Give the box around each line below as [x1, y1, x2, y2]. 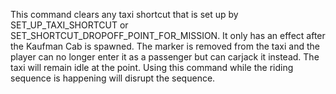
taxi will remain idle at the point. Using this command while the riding [10, 62, 294, 73]
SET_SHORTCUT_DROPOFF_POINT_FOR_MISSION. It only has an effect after [10, 30, 326, 41]
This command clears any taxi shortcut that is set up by [10, 9, 239, 20]
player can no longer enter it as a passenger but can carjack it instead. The [10, 51, 320, 63]
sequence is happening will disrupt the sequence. [10, 72, 216, 84]
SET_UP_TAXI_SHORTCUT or [10, 19, 129, 31]
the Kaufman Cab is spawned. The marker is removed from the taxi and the [10, 40, 320, 52]
